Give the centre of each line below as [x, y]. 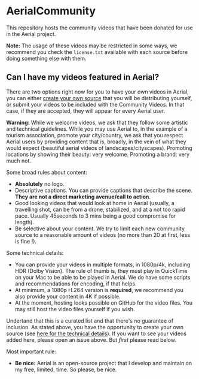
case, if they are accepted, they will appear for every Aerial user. [86, 111]
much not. [19, 161]
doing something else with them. [46, 58]
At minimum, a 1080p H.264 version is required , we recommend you [99, 290]
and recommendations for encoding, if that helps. [76, 284]
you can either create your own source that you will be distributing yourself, [99, 98]
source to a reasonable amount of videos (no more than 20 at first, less [102, 234]
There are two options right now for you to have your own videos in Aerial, [98, 92]
